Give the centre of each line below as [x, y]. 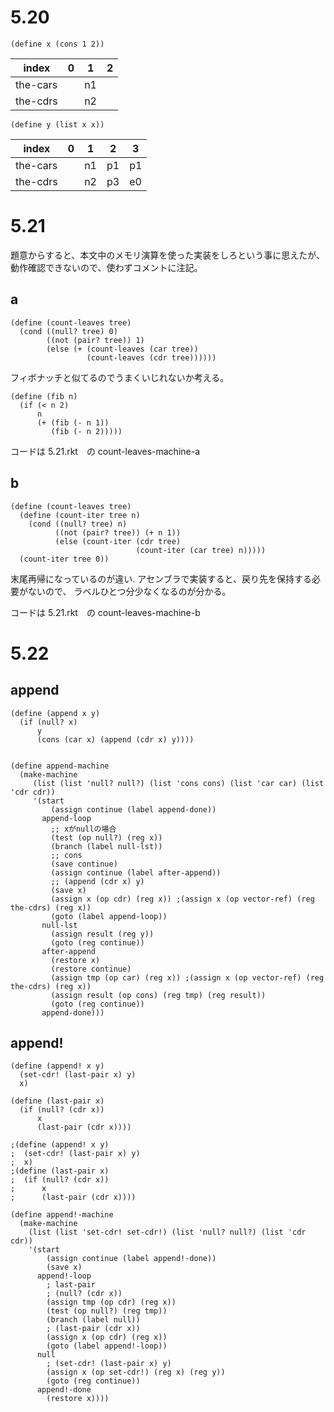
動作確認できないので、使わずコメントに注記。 [106, 267]
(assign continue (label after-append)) [136, 872]
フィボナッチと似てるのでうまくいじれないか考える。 [120, 377]
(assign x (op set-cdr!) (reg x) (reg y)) [136, 1372]
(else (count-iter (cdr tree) [118, 541]
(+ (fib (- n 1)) [73, 422]
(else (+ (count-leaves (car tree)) [122, 349]
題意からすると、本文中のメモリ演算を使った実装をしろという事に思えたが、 [167, 255]
